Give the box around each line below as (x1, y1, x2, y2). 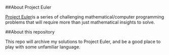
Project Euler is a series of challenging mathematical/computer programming (5, 14, 164, 19)
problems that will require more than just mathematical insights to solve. (5, 19, 155, 25)
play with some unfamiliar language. (5, 44, 81, 49)
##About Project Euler (5, 4, 52, 10)
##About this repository (5, 29, 55, 34)
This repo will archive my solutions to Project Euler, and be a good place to (5, 38, 161, 44)
